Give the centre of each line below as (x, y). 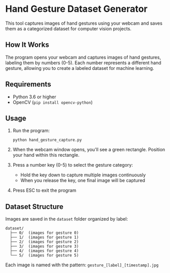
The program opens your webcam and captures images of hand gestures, (83, 57)
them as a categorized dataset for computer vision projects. (68, 28)
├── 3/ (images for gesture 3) (45, 247)
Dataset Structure (35, 206)
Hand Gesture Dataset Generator (76, 9)
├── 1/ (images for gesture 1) (45, 238)
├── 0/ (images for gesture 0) (45, 233)
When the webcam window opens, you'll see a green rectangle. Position (89, 150)
